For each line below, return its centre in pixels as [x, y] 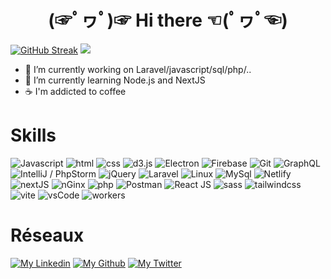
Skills [33, 135]
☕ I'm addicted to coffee [75, 91]
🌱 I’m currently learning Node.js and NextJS [115, 80]
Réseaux [47, 235]
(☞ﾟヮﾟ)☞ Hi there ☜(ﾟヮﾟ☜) [168, 20]
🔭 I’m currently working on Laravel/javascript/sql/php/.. [138, 69]
